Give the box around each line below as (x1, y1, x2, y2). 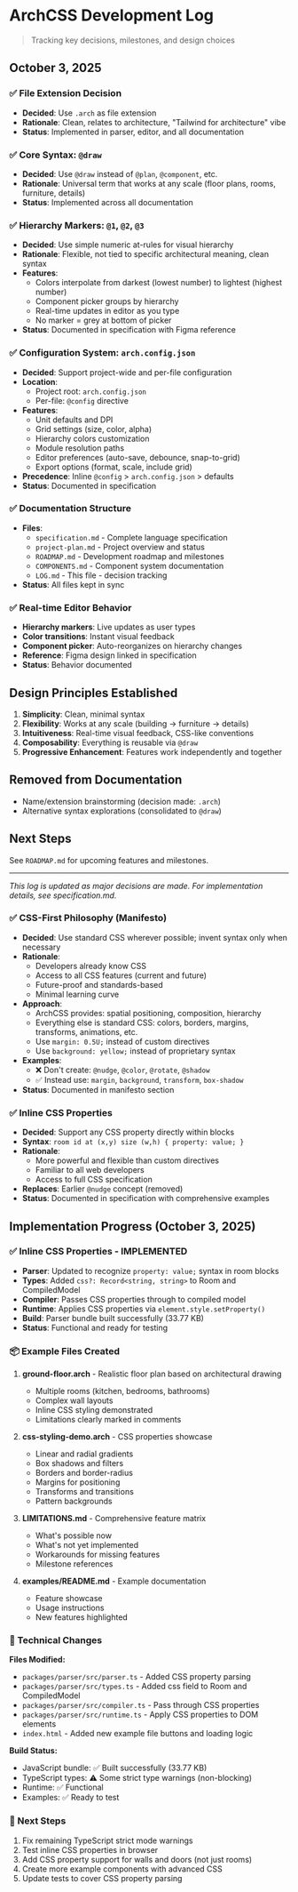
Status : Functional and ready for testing (21, 1322, 169, 1333)
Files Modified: (9, 1655, 66, 1665)
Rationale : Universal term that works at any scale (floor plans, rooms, (21, 178, 277, 188)
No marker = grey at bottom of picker (35, 315, 172, 325)
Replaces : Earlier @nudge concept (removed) (21, 1183, 184, 1194)
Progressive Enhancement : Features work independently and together (21, 746, 282, 757)
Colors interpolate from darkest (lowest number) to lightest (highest (35, 277, 282, 288)
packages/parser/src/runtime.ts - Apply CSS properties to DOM (21, 1709, 259, 1720)
